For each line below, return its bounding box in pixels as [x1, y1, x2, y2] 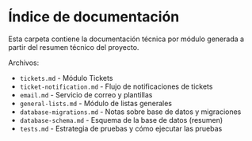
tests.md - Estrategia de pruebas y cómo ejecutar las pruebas [19, 124, 223, 133]
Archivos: [8, 58, 40, 67]
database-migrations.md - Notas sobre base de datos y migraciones [19, 107, 242, 116]
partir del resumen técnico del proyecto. [8, 42, 139, 51]
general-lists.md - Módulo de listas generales [19, 98, 173, 108]
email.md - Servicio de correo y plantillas [19, 90, 153, 99]
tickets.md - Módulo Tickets [19, 73, 113, 82]
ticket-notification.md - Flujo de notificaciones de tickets [19, 82, 213, 91]
